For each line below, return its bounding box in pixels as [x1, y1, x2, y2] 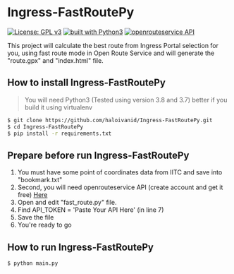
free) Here [17, 191, 48, 199]
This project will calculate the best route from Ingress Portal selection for [7, 41, 219, 49]
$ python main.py [7, 260, 58, 267]
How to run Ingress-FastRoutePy [7, 241, 154, 253]
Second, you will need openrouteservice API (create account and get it [17, 183, 223, 191]
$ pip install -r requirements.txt [7, 130, 112, 137]
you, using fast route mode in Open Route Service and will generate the [7, 49, 215, 57]
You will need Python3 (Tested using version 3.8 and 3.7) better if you [24, 95, 228, 104]
